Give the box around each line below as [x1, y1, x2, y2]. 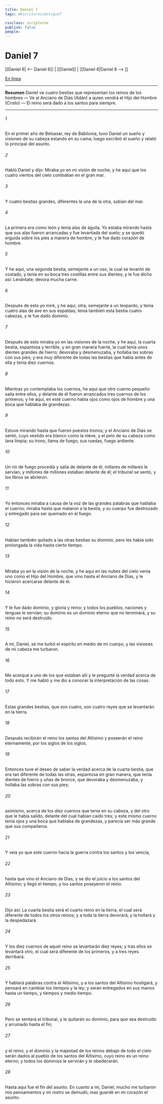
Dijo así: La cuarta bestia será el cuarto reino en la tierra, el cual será [5, 907, 142, 913]
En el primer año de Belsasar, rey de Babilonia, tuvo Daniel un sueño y [5, 131, 145, 136]
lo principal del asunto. [5, 141, 51, 147]
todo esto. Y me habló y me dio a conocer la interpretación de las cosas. [5, 677, 150, 683]
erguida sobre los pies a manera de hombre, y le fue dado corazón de [5, 235, 145, 241]
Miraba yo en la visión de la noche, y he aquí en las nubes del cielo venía [5, 568, 151, 574]
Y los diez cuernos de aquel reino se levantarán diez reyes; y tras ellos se [5, 943, 152, 949]
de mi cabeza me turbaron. [5, 646, 59, 652]
